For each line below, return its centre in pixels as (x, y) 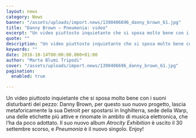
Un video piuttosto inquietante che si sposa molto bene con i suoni (86, 98)
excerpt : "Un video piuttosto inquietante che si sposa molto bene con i (98, 33)
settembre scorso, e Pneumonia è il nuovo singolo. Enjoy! (75, 129)
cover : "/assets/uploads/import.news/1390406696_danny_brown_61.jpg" (92, 66)
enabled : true (28, 76)
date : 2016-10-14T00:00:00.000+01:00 (52, 55)
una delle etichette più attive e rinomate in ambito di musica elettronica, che (97, 116)
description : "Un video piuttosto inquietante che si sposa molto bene (95, 44)
